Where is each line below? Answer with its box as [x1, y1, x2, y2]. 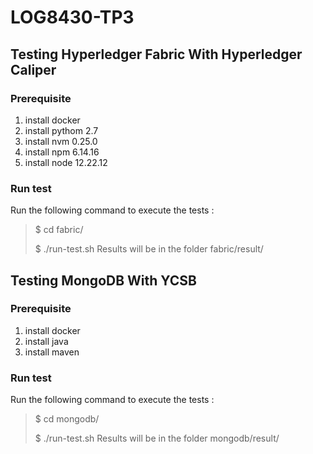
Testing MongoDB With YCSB [10, 272, 197, 289]
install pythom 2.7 [24, 124, 99, 136]
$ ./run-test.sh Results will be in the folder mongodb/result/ [34, 432, 280, 445]
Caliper [10, 61, 57, 78]
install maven [24, 346, 80, 358]
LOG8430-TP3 [10, 6, 135, 29]
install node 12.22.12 [24, 156, 108, 168]
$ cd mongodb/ [34, 413, 100, 425]
